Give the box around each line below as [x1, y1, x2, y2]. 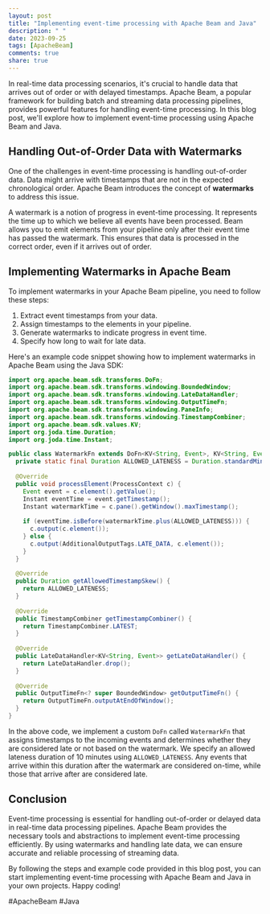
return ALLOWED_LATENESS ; [22, 585, 110, 593]
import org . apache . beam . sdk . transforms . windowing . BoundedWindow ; [8, 383, 231, 391]
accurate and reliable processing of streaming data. [8, 848, 179, 858]
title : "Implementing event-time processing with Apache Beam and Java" [8, 19, 257, 27]
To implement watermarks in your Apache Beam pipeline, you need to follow [8, 286, 261, 296]
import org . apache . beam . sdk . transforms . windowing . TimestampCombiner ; [8, 413, 247, 421]
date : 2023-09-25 [8, 34, 67, 43]
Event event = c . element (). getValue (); [22, 488, 157, 496]
